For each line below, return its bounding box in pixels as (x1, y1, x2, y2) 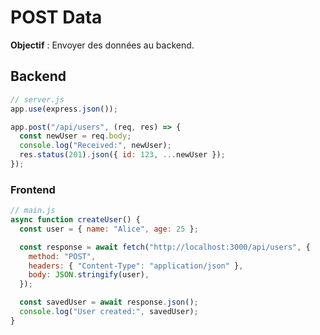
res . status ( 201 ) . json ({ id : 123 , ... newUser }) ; (19, 150, 226, 160)
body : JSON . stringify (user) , (28, 270, 150, 280)
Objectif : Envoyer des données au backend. (10, 39, 195, 51)
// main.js (10, 206, 56, 216)
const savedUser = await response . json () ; (19, 297, 199, 308)
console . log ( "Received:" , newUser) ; (19, 141, 172, 151)
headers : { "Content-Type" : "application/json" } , (28, 261, 244, 271)
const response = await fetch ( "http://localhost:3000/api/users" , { (19, 242, 311, 252)
